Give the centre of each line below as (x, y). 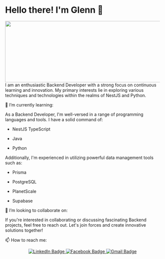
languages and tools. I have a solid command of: (54, 119)
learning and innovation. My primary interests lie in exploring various (74, 90)
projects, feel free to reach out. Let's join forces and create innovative (76, 225)
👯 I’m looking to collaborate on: (36, 210)
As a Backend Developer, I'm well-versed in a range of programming (74, 114)
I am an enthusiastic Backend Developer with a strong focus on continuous (81, 85)
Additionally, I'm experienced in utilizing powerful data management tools (79, 157)
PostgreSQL (24, 181)
